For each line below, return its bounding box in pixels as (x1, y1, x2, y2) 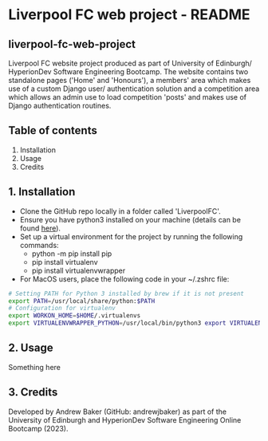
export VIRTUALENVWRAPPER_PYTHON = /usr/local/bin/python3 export (8, 319, 227, 328)
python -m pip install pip (31, 249, 112, 258)
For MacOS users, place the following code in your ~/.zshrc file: (19, 274, 230, 284)
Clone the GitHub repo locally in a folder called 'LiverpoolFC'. (19, 206, 221, 216)
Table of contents (8, 124, 97, 137)
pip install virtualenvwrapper (31, 266, 126, 275)
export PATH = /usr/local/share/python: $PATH (8, 297, 156, 305)
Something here (8, 362, 61, 372)
